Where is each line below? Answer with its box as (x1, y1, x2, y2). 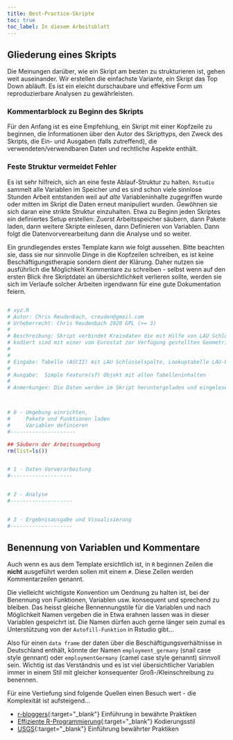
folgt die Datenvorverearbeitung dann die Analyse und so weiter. (7, 229, 192, 238)
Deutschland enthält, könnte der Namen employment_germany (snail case (7, 646, 212, 655)
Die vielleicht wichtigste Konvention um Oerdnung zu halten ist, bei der (7, 589, 209, 597)
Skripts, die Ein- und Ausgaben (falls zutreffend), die (7, 137, 157, 146)
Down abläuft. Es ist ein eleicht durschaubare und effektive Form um (7, 82, 202, 90)
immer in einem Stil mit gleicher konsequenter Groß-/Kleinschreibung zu (7, 668, 214, 677)
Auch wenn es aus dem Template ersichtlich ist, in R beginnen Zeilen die (7, 560, 214, 568)
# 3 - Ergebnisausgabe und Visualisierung (7, 516, 132, 523)
